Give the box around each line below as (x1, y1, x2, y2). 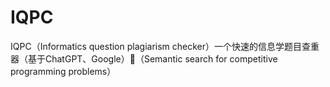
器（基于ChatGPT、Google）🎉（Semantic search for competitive (10, 52, 278, 65)
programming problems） (10, 65, 117, 77)
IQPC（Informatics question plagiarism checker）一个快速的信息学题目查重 (10, 40, 320, 52)
